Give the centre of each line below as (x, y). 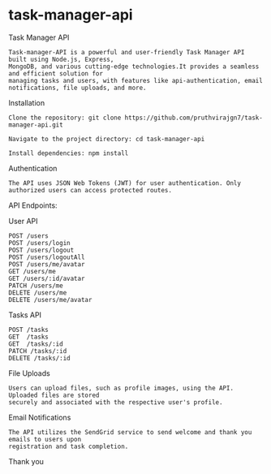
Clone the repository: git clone (65, 118)
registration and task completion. (69, 446)
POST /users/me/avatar (47, 264)
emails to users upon (45, 439)
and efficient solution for (56, 73)
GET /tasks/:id (36, 344)
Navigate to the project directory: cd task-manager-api (107, 139)
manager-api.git (36, 125)
